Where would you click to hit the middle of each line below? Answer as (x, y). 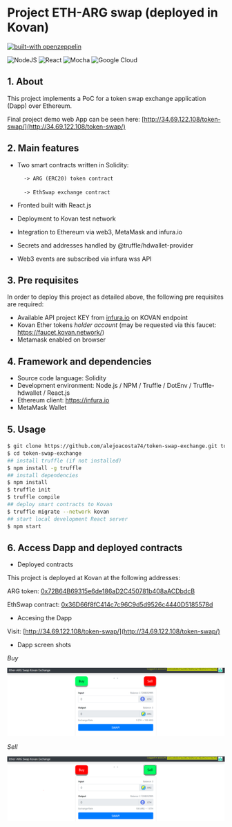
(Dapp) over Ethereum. (40, 106)
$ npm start (24, 526)
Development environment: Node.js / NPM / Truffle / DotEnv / (104, 386)
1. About (25, 82)
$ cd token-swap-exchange (44, 453)
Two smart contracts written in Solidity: (73, 165)
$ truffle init (29, 490)
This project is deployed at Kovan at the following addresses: (94, 578)
